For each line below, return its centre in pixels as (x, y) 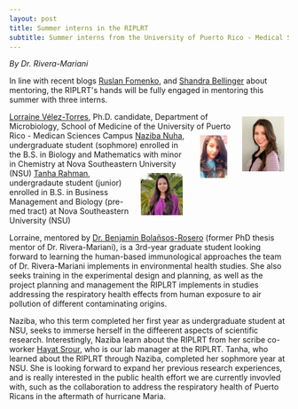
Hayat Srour (59, 350)
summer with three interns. (59, 100)
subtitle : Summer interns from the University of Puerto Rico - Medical (146, 37)
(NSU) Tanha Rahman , (50, 174)
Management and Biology (56, 202)
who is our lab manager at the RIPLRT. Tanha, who (176, 350)
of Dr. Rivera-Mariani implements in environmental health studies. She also (145, 266)
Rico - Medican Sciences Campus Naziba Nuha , (97, 136)
